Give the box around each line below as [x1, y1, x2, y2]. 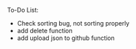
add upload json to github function [16, 34, 115, 42]
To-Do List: [7, 6, 39, 14]
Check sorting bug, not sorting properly [16, 19, 130, 27]
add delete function [16, 27, 73, 35]
